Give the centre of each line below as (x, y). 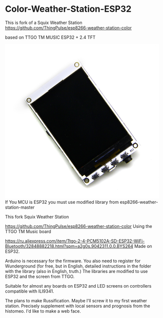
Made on (143, 246)
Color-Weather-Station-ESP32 (68, 9)
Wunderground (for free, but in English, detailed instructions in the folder (78, 266)
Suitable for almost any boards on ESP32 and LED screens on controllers (78, 286)
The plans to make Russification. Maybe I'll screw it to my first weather (76, 300)
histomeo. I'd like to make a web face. (43, 311)
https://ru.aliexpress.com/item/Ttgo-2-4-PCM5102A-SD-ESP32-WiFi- (75, 241)
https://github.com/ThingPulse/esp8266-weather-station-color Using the (79, 226)
